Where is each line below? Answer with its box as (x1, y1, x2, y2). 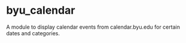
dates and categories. (6, 29, 60, 36)
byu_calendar (6, 4, 75, 17)
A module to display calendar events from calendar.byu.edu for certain (6, 23, 181, 30)
